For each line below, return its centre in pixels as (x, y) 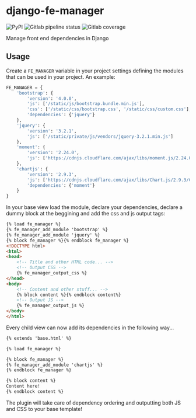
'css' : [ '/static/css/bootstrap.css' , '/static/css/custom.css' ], (109, 109)
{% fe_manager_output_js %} (50, 306)
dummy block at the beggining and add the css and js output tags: (85, 214)
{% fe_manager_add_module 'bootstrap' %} (57, 229)
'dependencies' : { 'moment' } (61, 185)
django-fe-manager (55, 11)
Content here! (23, 386)
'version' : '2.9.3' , (52, 174)
